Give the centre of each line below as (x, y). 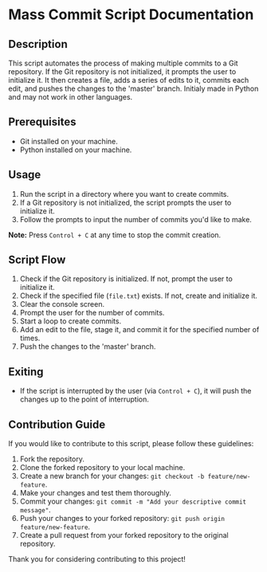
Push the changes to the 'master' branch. (88, 347)
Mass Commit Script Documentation (131, 15)
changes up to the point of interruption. (84, 399)
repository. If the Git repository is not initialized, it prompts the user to (122, 72)
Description (38, 44)
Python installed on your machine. (76, 150)
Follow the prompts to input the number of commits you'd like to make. (136, 219)
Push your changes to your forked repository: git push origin (122, 519)
